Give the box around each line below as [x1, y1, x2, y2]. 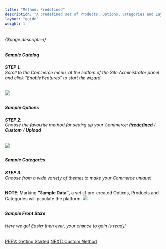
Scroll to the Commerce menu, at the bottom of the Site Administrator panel [5, 69, 159, 75]
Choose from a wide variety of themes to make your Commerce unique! [5, 175, 152, 181]
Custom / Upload [5, 127, 41, 133]
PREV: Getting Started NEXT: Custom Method [5, 238, 97, 244]
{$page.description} [5, 36, 46, 42]
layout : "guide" [5, 16, 39, 21]
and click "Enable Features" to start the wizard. [5, 75, 102, 81]
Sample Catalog [5, 52, 40, 58]
